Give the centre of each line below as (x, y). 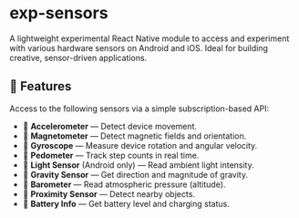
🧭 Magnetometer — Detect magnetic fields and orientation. (134, 136)
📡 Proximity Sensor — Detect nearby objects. (109, 193)
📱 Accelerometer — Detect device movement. (110, 126)
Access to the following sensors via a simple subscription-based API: (139, 109)
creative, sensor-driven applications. (78, 57)
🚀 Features (41, 86)
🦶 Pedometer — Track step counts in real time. (111, 155)
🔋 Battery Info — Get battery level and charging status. (126, 203)
